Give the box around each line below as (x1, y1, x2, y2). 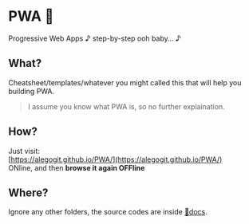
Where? (8, 186, 49, 199)
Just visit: (8, 146, 40, 155)
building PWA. (8, 86, 55, 96)
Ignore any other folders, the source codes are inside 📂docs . (8, 207, 207, 217)
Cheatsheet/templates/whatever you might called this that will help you (8, 77, 242, 87)
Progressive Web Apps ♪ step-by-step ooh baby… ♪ (8, 33, 181, 43)
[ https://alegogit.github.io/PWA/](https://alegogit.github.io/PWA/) (8, 155, 223, 164)
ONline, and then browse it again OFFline (8, 163, 145, 172)
